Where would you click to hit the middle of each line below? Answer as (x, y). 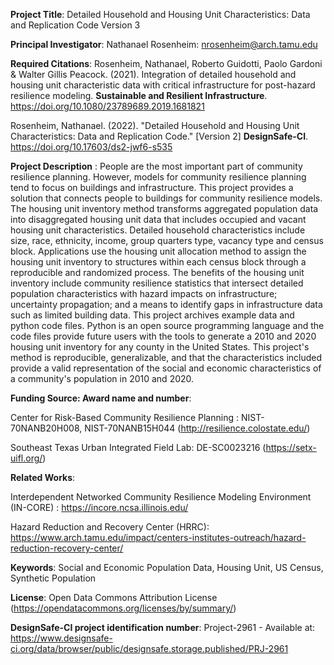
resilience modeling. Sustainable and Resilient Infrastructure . (139, 95)
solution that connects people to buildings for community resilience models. (166, 198)
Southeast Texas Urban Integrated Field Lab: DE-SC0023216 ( (138, 447)
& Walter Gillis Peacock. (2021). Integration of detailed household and (153, 74)
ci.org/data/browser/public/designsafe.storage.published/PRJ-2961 (149, 648)
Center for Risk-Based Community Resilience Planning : (124, 417)
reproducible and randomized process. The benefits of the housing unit (157, 272)
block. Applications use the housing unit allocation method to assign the (158, 251)
